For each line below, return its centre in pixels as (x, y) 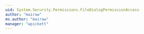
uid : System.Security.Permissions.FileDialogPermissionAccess (72, 10)
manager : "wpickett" (27, 24)
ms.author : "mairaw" (27, 19)
